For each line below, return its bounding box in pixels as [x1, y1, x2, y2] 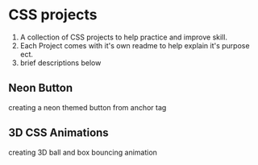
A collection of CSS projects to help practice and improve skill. [19, 32, 228, 42]
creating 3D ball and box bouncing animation [8, 147, 157, 157]
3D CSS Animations [8, 126, 109, 140]
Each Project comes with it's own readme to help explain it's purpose [19, 40, 250, 50]
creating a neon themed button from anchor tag [8, 102, 167, 112]
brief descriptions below [19, 58, 102, 68]
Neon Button [8, 81, 73, 95]
